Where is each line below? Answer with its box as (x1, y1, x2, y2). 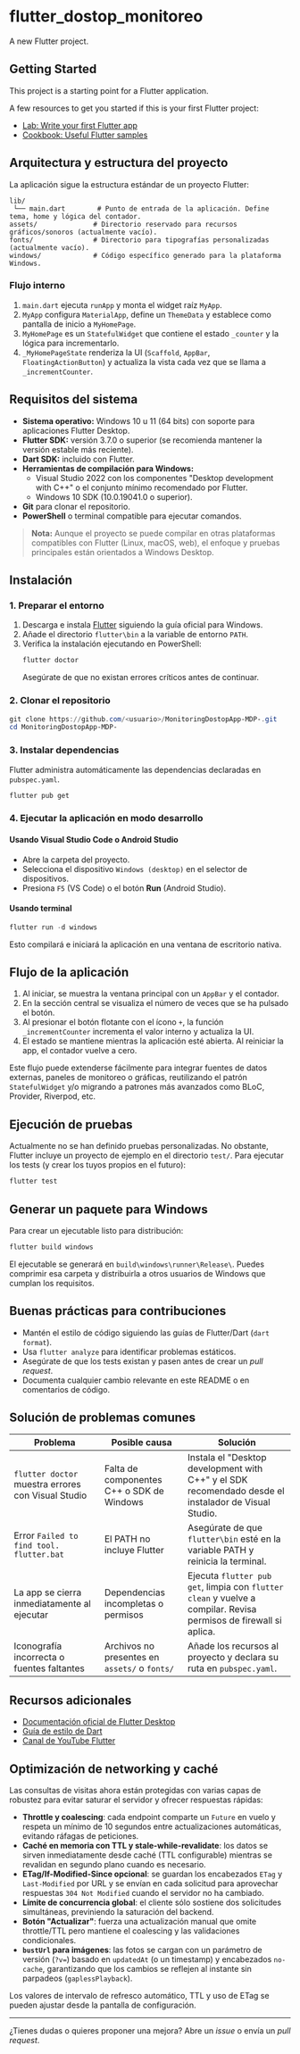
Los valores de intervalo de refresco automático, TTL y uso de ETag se (9, 1991, 270, 2001)
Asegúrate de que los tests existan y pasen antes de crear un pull (21, 1355, 263, 1367)
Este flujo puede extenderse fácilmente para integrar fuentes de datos (9, 1062, 268, 1073)
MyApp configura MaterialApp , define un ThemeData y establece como (21, 309, 272, 320)
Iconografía (13, 1640, 62, 1652)
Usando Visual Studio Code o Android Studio (9, 834, 179, 844)
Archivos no (104, 1640, 154, 1652)
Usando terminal (9, 903, 72, 914)
